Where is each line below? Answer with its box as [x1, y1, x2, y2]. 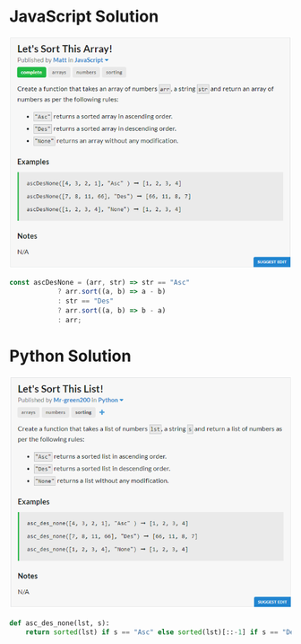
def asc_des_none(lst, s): [9, 618, 110, 628]
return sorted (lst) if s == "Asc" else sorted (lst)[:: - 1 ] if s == [25, 628, 279, 637]
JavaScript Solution [9, 6, 159, 27]
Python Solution [9, 346, 132, 366]
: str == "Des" [56, 296, 115, 306]
